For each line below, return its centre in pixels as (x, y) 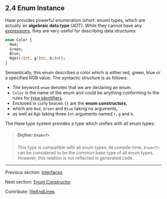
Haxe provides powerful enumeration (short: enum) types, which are (75, 20)
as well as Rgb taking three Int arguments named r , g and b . (73, 114)
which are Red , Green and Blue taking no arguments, (65, 108)
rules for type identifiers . (38, 98)
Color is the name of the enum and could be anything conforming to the (86, 93)
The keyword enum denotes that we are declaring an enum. (72, 88)
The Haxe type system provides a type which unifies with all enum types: (80, 123)
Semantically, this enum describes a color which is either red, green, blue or (83, 73)
